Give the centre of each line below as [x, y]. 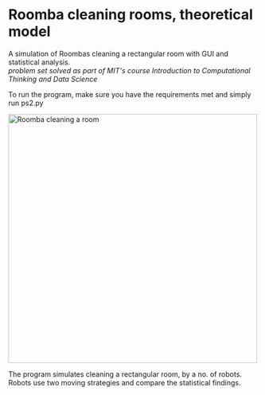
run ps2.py [26, 103]
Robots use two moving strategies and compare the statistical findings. [125, 382]
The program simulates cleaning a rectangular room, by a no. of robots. [125, 374]
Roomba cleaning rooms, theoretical [131, 15]
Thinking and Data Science [53, 79]
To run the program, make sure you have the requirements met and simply [130, 94]
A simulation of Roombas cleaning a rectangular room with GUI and [119, 53]
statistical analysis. [39, 62]
